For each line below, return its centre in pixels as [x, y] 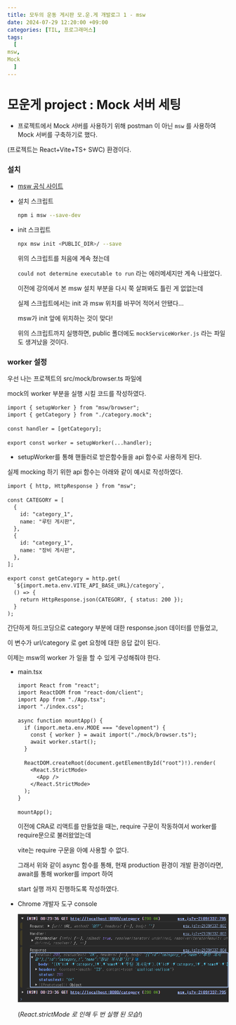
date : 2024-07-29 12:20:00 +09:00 [58, 22]
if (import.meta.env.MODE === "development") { [95, 728]
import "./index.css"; [51, 707]
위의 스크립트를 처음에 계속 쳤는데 [64, 258]
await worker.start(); [64, 742]
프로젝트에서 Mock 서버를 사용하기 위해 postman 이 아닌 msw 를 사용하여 [117, 125]
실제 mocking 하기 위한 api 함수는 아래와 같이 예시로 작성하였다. [95, 472]
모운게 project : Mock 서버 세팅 [94, 105]
